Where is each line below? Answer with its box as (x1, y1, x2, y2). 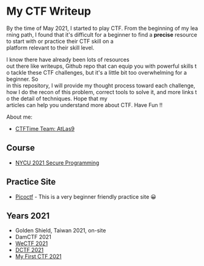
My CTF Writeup (6, 4, 92, 18)
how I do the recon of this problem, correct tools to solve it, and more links (6, 88, 194, 95)
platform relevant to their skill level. (6, 44, 95, 51)
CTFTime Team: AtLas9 (15, 125, 75, 132)
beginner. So (6, 75, 38, 83)
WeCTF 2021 (15, 240, 48, 247)
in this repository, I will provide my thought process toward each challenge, (6, 81, 195, 89)
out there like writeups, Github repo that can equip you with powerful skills (6, 62, 194, 70)
